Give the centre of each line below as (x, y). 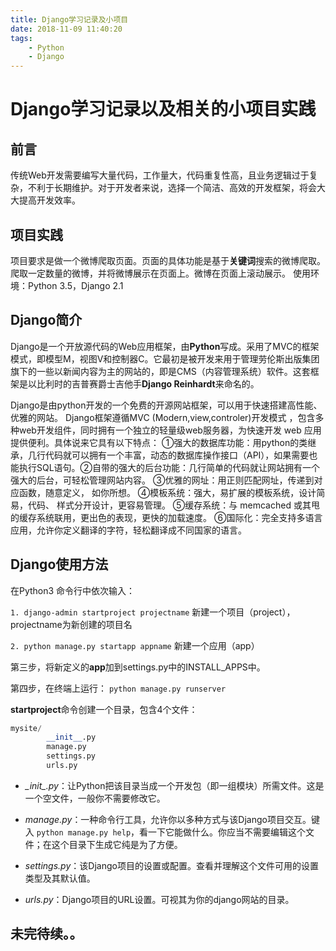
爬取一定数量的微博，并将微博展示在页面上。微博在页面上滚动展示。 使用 (160, 273)
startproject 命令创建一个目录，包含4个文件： (104, 709)
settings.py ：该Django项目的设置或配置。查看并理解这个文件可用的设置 (171, 865)
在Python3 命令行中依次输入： (73, 590)
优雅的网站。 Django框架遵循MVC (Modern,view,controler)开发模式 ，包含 (163, 417)
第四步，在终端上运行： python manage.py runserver (118, 688)
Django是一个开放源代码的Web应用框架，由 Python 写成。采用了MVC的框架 (165, 346)
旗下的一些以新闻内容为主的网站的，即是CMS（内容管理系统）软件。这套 (160, 371)
